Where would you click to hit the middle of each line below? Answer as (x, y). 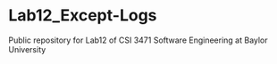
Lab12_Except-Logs (83, 16)
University (27, 49)
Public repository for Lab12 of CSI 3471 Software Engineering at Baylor (138, 40)
